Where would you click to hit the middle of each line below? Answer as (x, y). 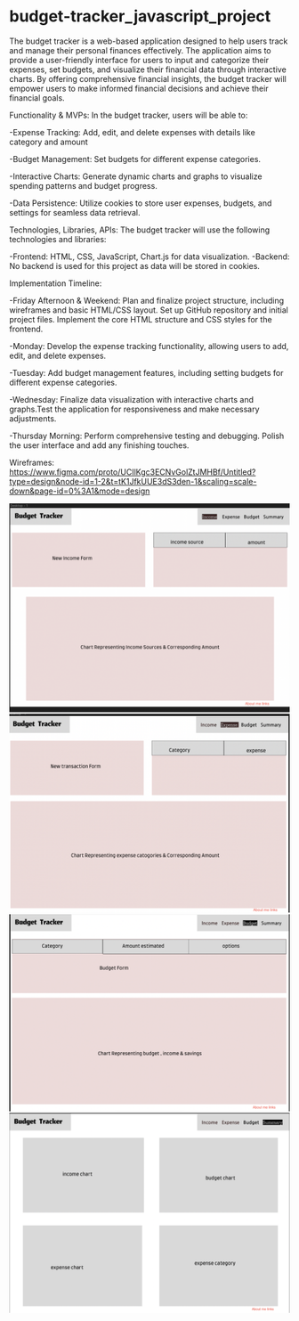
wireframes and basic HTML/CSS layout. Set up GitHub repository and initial (149, 310)
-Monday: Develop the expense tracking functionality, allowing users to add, (149, 346)
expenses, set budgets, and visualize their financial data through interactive (148, 69)
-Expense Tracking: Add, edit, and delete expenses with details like (132, 132)
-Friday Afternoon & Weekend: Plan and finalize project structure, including (147, 300)
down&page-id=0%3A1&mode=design (80, 491)
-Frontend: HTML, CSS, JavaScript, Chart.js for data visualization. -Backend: (149, 257)
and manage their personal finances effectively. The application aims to (140, 50)
